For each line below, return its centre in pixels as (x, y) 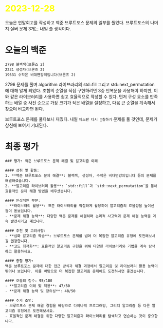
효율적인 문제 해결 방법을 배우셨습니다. (39, 191)
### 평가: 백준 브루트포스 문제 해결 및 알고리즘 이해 (52, 161)
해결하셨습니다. (18, 181)
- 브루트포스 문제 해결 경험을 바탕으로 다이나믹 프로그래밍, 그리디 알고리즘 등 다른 (77, 306)
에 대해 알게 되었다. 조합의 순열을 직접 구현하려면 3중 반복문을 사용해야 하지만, (79, 90)
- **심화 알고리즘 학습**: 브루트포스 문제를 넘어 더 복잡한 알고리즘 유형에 (71, 236)
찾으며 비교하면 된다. (25, 109)
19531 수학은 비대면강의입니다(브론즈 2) (40, 75)
